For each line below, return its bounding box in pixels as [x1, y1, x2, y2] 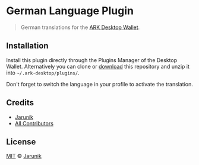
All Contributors [14, 119, 53, 127]
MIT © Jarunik [6, 153, 42, 160]
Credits [6, 98, 34, 108]
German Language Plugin [6, 4, 134, 18]
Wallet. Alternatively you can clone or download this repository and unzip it [6, 63, 190, 70]
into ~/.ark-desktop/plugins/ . [6, 69, 80, 76]
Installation [6, 41, 49, 51]
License [6, 137, 36, 147]
